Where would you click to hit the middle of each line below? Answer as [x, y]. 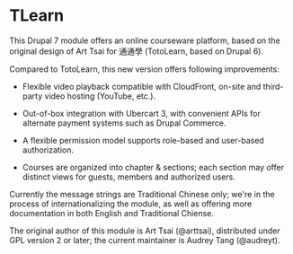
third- [273, 86]
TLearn [37, 16]
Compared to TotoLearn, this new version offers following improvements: [145, 69]
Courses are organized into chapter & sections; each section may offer [153, 167]
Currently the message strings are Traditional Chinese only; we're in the [142, 194]
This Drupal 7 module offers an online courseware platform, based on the [145, 40]
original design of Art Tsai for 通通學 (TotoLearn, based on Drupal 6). [136, 51]
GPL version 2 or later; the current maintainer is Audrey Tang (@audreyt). [145, 240]
